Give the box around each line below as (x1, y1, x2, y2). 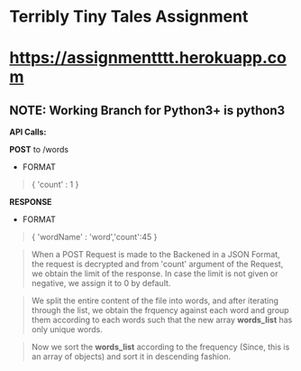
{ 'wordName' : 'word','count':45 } (31, 232, 158, 243)
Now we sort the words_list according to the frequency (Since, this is (31, 341, 290, 353)
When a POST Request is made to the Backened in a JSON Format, (31, 249, 281, 260)
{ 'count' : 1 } (31, 179, 79, 190)
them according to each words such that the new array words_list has (31, 314, 293, 326)
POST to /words (9, 144, 69, 155)
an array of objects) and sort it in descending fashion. (31, 351, 232, 362)
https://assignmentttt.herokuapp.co (9, 48, 287, 69)
